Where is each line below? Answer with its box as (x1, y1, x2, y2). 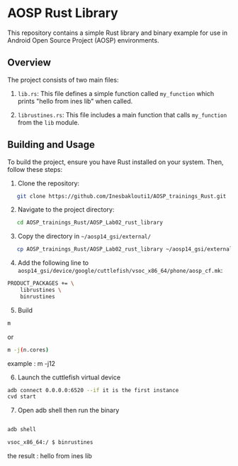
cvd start (7, 393, 37, 401)
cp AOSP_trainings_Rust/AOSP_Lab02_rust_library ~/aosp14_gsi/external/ (16, 246, 236, 253)
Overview (7, 57, 52, 69)
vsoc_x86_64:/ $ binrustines (7, 439, 93, 446)
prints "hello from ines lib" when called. (17, 97, 133, 105)
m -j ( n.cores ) (7, 346, 50, 353)
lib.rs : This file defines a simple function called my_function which (17, 89, 215, 97)
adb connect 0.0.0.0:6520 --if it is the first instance (7, 386, 179, 394)
